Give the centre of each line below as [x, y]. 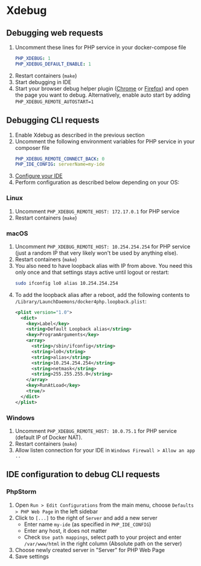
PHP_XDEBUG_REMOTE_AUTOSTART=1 [54, 102]
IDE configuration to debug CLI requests [83, 474]
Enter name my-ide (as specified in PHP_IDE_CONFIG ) [88, 524]
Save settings [32, 556]
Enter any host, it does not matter [65, 530]
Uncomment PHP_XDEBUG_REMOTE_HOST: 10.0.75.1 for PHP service [96, 431]
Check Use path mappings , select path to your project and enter [103, 537]
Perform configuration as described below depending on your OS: [97, 183]
